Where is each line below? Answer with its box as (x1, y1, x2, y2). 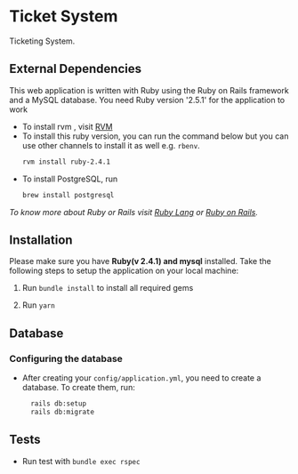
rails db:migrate (30, 407, 95, 416)
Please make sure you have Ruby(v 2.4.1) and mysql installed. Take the (9, 256, 271, 267)
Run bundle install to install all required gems (21, 283, 194, 293)
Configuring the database (9, 352, 123, 365)
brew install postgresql (21, 190, 115, 199)
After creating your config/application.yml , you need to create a (21, 373, 262, 383)
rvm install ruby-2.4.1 (21, 157, 111, 166)
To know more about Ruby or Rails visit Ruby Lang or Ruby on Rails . (9, 206, 258, 217)
